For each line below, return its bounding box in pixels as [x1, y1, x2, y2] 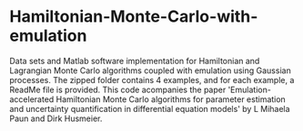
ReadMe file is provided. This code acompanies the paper [9, 84, 227, 95]
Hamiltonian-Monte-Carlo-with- [9, 6, 258, 27]
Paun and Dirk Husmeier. [9, 113, 103, 124]
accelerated [9, 93, 55, 105]
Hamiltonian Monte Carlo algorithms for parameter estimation [56, 93, 287, 105]
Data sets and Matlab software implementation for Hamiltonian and [9, 55, 260, 66]
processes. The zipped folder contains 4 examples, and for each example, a [9, 74, 295, 85]
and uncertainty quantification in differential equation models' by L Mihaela [9, 103, 290, 114]
